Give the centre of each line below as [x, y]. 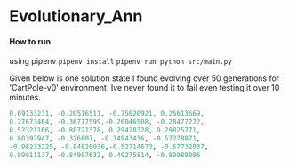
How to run [30, 41]
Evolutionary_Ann [76, 16]
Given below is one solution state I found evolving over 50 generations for [144, 78]
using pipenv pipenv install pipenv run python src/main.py [121, 61]
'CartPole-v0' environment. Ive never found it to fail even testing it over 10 [144, 88]
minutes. [25, 97]
